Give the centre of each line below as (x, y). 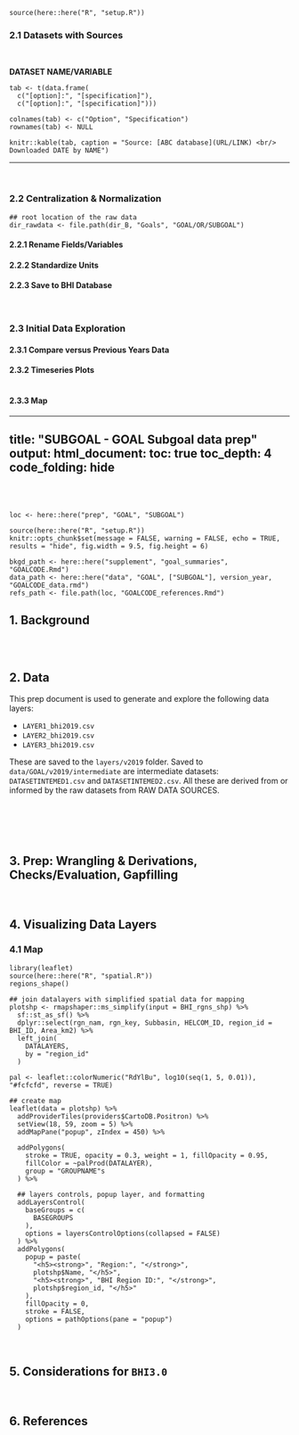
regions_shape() (39, 984)
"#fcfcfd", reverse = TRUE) (61, 1085)
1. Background (50, 620)
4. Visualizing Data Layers (83, 924)
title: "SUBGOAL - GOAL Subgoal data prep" (133, 440)
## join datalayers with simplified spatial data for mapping (127, 999)
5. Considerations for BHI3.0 (88, 1372)
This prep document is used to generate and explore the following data (139, 699)
